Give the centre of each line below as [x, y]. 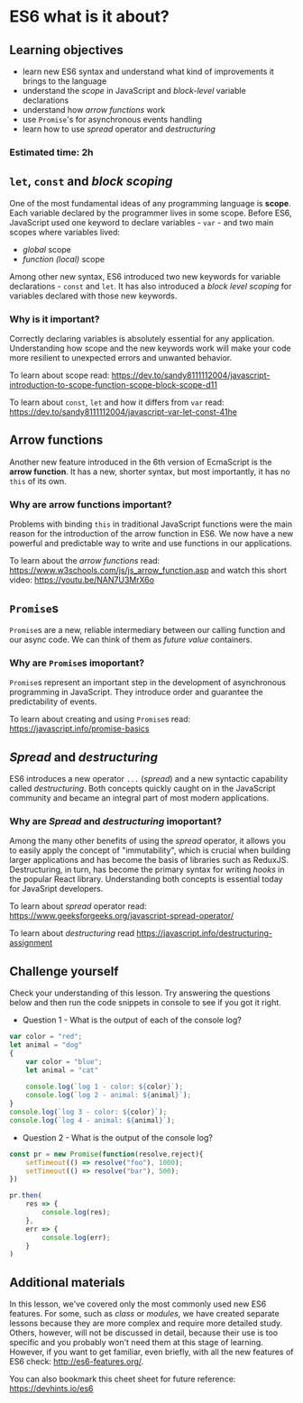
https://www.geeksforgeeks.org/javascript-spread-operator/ [122, 916]
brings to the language [64, 81]
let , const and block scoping [91, 182]
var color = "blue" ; [64, 1061]
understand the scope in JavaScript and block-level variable [134, 91]
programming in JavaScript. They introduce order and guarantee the [136, 692]
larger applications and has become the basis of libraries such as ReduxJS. [149, 860]
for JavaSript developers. [56, 889]
